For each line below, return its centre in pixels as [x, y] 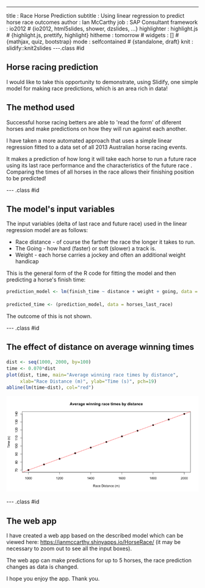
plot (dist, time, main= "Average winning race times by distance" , [92, 375]
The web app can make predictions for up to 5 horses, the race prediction [99, 561]
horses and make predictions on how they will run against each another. [97, 129]
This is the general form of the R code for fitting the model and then [91, 273]
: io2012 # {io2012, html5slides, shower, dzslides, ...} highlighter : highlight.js [102, 29]
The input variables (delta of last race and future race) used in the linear [97, 224]
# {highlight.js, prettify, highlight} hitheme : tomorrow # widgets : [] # [93, 35]
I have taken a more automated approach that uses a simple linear [89, 140]
